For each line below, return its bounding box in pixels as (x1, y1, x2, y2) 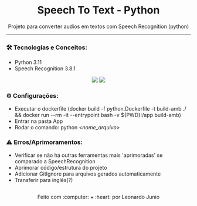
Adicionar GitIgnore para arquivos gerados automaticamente (14, 170, 161, 177)
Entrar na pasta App (14, 118, 63, 125)
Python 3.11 (14, 59, 42, 66)
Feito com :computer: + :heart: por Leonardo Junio (37, 194, 160, 201)
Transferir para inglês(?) (14, 176, 73, 183)
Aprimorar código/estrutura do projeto (14, 164, 107, 171)
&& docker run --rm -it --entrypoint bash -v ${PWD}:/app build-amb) (14, 111, 182, 118)
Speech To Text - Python (37, 4, 160, 17)
